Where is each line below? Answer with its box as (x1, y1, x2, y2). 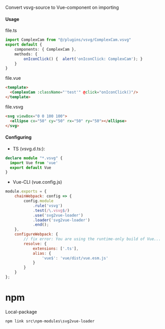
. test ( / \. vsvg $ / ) (32, 208, 70, 213)
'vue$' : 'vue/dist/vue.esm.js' (41, 255, 109, 260)
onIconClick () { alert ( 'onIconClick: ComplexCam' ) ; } (23, 56, 143, 61)
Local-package (5, 309, 37, 315)
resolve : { (23, 241, 47, 246)
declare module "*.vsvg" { (5, 156, 63, 161)
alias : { (32, 251, 52, 256)
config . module (23, 199, 54, 204)
